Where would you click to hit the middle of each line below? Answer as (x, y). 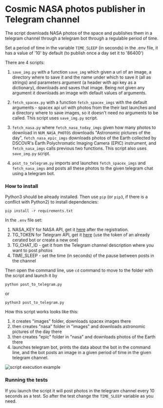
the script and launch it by (31, 276)
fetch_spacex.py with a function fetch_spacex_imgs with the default (80, 102)
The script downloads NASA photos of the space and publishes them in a (79, 33)
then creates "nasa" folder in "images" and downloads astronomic (79, 327)
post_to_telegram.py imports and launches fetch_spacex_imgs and (79, 163)
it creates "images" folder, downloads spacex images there (71, 321)
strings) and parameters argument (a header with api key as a (74, 82)
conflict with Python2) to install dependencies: (52, 202)
